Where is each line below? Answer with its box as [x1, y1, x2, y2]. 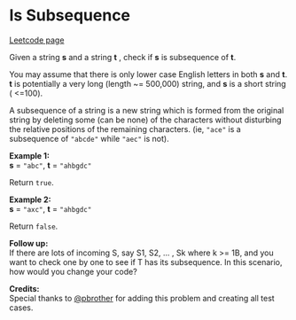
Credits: [9, 283, 40, 293]
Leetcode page [9, 35, 65, 45]
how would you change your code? [9, 266, 137, 277]
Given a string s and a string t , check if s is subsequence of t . [9, 51, 237, 62]
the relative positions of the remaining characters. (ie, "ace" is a [9, 123, 241, 134]
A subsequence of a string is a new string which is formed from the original [9, 105, 284, 115]
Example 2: [9, 194, 51, 205]
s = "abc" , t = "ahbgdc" [9, 160, 92, 170]
